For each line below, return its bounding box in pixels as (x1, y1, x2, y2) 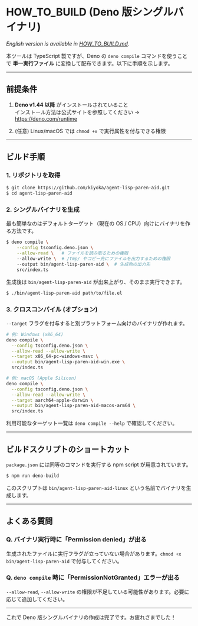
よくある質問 (6, 516, 53, 527)
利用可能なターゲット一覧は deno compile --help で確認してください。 (6, 420, 178, 427)
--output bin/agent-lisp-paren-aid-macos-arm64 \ (11, 403, 136, 409)
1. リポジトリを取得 (6, 171, 61, 179)
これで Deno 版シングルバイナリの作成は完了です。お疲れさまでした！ (6, 614, 176, 621)
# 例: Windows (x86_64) (6, 331, 64, 337)
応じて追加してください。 (6, 595, 68, 602)
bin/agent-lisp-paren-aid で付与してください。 (6, 557, 123, 564)
